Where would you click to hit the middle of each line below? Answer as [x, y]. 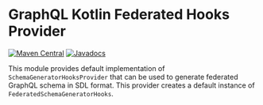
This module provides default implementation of [87, 68]
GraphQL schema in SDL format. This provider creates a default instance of [132, 85]
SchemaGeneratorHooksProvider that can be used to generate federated [123, 77]
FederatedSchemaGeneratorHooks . [61, 93]
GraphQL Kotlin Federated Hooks [119, 15]
